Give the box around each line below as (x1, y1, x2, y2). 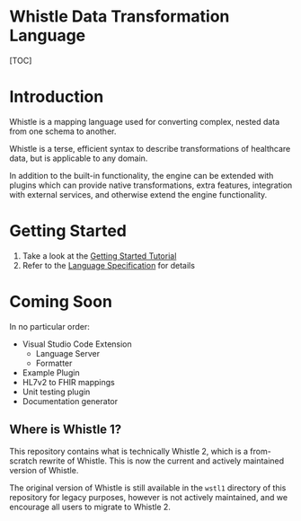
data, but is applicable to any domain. (9, 153, 148, 163)
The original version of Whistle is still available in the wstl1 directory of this (9, 482, 287, 493)
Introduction (9, 87, 104, 107)
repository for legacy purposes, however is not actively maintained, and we (9, 491, 288, 502)
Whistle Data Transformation (9, 6, 230, 27)
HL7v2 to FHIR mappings (22, 376, 115, 387)
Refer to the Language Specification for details (22, 260, 196, 270)
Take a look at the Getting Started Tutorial (22, 250, 177, 261)
